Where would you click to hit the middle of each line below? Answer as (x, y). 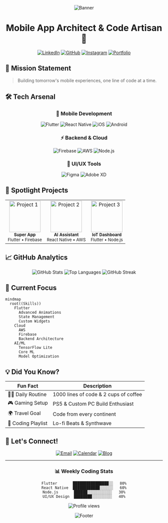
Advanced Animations (40, 313)
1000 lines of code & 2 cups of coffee (97, 395)
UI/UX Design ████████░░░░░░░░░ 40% (84, 497)
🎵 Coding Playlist (27, 423)
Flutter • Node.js (107, 239)
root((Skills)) (25, 304)
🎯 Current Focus (31, 288)
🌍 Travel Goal (24, 413)
